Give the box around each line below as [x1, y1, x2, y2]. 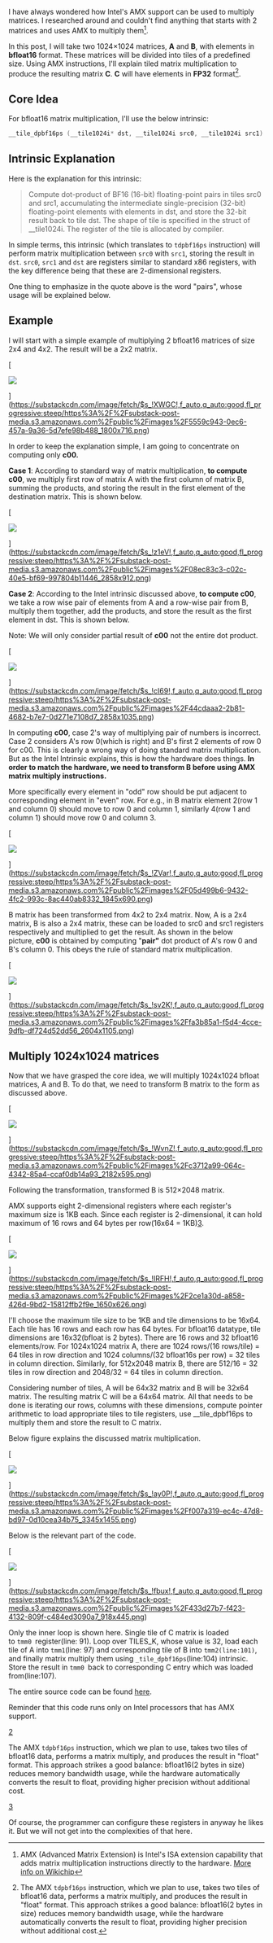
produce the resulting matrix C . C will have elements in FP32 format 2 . [8, 67, 241, 78]
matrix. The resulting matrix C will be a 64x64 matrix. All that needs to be [8, 1392, 253, 1402]
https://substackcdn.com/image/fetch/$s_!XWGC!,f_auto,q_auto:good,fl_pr [11, 399, 262, 409]
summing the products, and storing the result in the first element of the [8, 483, 246, 492]
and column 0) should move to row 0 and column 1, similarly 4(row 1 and [8, 803, 250, 813]
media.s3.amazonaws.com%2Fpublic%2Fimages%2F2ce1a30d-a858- [8, 1291, 245, 1301]
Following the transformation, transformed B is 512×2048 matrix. [8, 1185, 225, 1195]
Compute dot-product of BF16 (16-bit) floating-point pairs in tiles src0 [28, 189, 262, 199]
